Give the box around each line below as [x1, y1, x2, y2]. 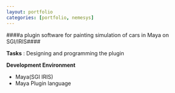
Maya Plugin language [15, 80, 71, 87]
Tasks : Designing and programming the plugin [6, 49, 124, 57]
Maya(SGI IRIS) [15, 73, 54, 80]
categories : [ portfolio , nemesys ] [6, 15, 95, 21]
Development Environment [6, 61, 76, 69]
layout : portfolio [6, 9, 53, 15]
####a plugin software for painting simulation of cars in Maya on [6, 31, 170, 38]
